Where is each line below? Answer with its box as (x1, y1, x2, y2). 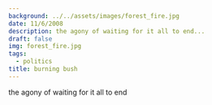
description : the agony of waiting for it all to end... (8, 27, 206, 35)
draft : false (8, 34, 53, 43)
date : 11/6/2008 (8, 20, 63, 28)
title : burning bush (8, 65, 79, 73)
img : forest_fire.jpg (8, 42, 82, 50)
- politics (15, 58, 53, 66)
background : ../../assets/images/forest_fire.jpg (8, 11, 180, 20)
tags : (8, 50, 27, 58)
